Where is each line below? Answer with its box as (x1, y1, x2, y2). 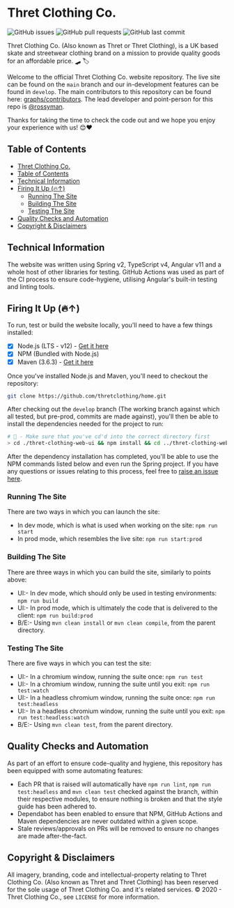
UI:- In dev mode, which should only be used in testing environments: (17, 588, 217, 597)
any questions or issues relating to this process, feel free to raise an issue (7, 467, 219, 476)
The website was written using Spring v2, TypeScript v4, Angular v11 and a (7, 260, 221, 269)
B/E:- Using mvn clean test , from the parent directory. (17, 721, 173, 729)
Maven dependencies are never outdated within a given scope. (17, 817, 198, 825)
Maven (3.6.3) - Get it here (17, 357, 94, 366)
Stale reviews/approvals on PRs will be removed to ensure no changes (17, 824, 219, 833)
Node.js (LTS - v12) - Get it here (17, 342, 109, 350)
